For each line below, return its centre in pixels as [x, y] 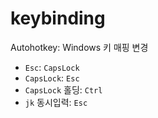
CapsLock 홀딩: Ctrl [63, 89]
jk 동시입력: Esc [56, 102]
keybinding [58, 18]
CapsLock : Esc [52, 78]
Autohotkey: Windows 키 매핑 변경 [79, 47]
